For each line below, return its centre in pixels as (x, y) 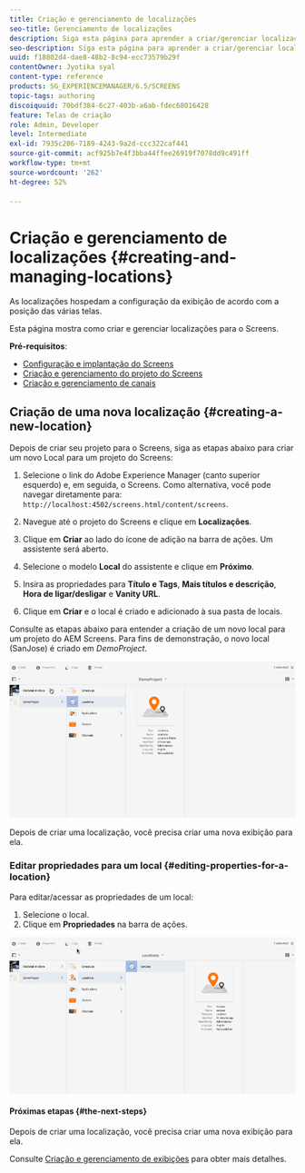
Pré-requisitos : (39, 346)
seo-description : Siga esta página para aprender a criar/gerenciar (142, 48)
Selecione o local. (56, 914)
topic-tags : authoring (52, 95)
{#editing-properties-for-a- (226, 866)
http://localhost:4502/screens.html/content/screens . (125, 504)
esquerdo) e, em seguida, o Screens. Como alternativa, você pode (147, 485)
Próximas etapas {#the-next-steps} (78, 1111)
